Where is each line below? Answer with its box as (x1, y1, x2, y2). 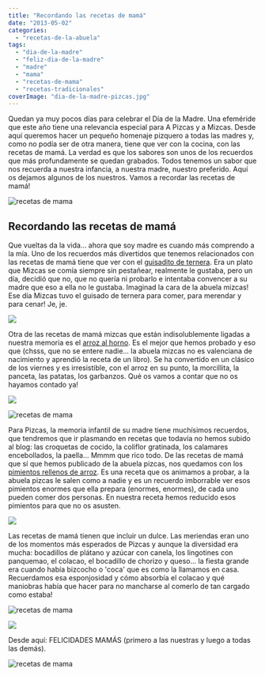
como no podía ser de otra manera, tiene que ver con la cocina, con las (8, 139, 240, 149)
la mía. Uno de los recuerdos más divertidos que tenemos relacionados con (8, 249, 255, 259)
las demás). (8, 644, 46, 653)
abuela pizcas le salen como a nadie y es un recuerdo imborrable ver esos (8, 476, 251, 485)
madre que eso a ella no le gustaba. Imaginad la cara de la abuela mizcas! (8, 282, 249, 293)
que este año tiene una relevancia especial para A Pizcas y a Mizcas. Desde (8, 123, 256, 132)
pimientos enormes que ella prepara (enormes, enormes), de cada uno (8, 484, 239, 494)
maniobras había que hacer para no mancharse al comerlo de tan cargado (8, 582, 251, 591)
